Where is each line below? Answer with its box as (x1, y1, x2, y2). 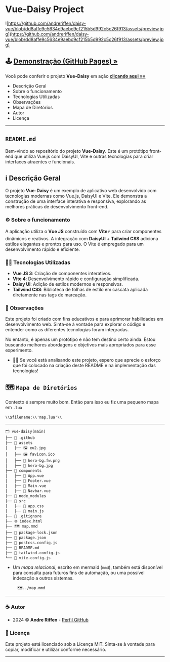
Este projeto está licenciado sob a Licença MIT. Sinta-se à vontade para (5, 641, 155, 647)
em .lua (5, 405, 23, 411)
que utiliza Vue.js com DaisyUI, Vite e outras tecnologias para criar (14, 153, 153, 159)
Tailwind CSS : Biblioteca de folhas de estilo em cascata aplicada (12, 286, 148, 292)
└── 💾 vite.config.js (5, 555, 51, 561)
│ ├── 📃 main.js (5, 509, 44, 514)
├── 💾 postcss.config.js (5, 540, 58, 546)
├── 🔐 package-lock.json (5, 530, 58, 536)
